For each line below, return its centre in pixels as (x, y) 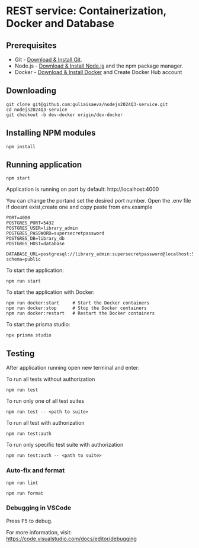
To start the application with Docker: (50, 292)
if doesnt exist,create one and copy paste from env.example (79, 207)
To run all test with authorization (45, 423)
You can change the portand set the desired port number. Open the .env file (99, 201)
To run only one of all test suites (45, 401)
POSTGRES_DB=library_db (36, 239)
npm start (18, 178)
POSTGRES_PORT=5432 (30, 223)
